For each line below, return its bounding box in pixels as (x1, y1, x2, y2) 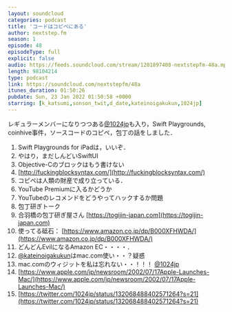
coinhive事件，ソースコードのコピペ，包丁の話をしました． (8, 128, 176, 137)
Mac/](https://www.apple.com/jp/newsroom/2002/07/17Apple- (17, 275, 196, 283)
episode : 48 (8, 42, 42, 49)
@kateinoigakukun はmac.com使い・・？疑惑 (17, 251, 145, 260)
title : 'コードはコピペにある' (8, 23, 87, 30)
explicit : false (8, 55, 54, 62)
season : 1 (8, 36, 36, 43)
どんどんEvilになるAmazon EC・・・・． (17, 242, 134, 251)
